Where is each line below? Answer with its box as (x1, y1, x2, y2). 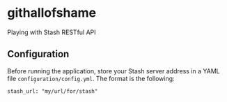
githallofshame (7, 5, 96, 21)
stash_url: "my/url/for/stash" (7, 87, 98, 95)
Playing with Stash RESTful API (7, 28, 96, 36)
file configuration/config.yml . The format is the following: (7, 74, 175, 82)
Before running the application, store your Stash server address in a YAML (7, 66, 221, 75)
